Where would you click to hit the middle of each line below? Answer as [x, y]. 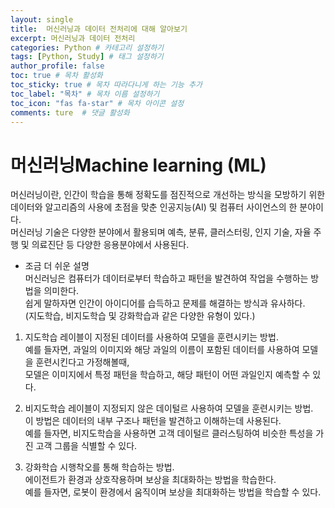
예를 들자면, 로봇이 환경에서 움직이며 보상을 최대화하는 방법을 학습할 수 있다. [173, 492]
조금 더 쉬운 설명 [57, 266]
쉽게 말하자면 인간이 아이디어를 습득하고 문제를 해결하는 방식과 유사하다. [165, 303]
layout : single [42, 19]
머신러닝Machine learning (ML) [138, 165]
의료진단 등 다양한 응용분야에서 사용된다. [110, 245]
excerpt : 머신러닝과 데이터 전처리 [73, 38]
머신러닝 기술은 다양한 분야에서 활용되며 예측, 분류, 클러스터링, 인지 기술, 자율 [161, 232]
